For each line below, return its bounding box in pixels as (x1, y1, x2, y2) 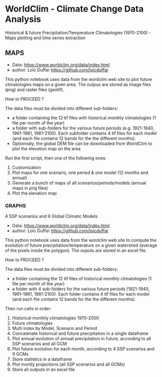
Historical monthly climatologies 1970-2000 (12, 315, 99, 321)
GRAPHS (5, 202, 26, 209)
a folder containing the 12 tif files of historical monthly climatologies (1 (12, 276, 152, 282)
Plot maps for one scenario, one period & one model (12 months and (12, 170, 148, 175)
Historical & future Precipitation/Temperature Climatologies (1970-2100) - (5, 30, 151, 35)
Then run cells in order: (5, 306, 52, 312)
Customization (12, 164, 41, 170)
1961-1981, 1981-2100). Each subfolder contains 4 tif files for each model (12, 130, 157, 136)
